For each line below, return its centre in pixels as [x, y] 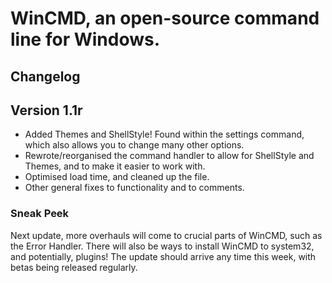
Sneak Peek [40, 214]
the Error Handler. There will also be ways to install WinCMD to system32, [162, 246]
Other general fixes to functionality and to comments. [134, 188]
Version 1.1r [46, 110]
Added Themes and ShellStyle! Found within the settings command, [164, 134]
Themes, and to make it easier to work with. [115, 166]
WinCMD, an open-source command [165, 18]
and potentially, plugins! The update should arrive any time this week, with [163, 256]
